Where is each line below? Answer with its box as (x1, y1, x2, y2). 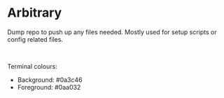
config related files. (7, 35, 63, 43)
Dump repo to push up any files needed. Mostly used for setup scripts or (7, 28, 217, 36)
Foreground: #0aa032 (17, 83, 81, 91)
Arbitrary (7, 5, 62, 21)
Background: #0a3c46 (17, 75, 83, 84)
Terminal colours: (7, 62, 57, 70)
